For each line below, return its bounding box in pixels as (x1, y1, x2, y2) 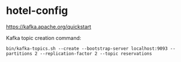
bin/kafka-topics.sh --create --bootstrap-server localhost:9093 (6, 45, 168, 52)
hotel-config (6, 4, 68, 17)
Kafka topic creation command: (6, 34, 81, 41)
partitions (6, 50, 33, 56)
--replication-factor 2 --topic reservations (40, 50, 152, 56)
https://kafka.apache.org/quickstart (6, 23, 91, 30)
